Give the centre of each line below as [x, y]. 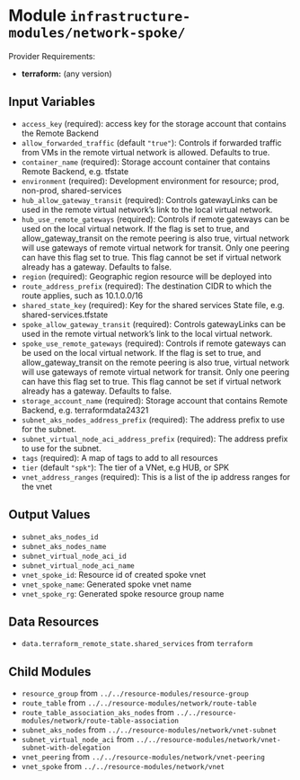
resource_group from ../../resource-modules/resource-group [135, 694]
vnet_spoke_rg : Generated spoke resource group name [123, 593]
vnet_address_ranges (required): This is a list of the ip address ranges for [156, 476]
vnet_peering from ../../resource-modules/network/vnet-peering [143, 757]
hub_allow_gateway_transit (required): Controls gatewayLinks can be [150, 199]
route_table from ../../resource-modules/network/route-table [139, 703]
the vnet [37, 486]
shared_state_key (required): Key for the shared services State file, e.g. [153, 305]
